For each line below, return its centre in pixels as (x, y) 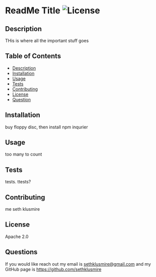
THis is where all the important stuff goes (47, 40)
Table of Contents (33, 56)
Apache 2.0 (17, 237)
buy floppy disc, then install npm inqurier (47, 127)
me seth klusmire (23, 209)
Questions (21, 252)
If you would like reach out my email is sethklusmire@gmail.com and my (78, 264)
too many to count (24, 154)
